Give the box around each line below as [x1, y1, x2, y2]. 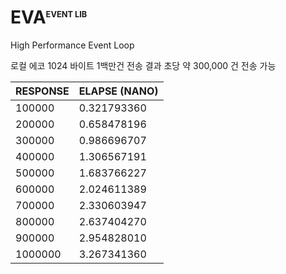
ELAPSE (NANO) [78, 84, 159, 98]
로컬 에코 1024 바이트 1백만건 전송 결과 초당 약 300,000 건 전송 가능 [10, 59, 277, 71]
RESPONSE [15, 84, 70, 98]
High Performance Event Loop [10, 39, 135, 51]
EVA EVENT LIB [10, 6, 88, 29]
